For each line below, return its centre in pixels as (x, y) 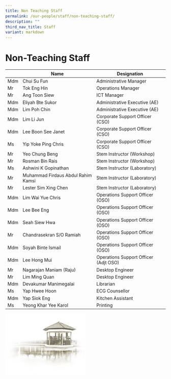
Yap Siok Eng (36, 298)
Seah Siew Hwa (39, 223)
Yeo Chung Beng (40, 154)
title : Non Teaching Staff (34, 11)
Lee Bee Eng (36, 210)
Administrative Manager (121, 81)
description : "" (22, 21)
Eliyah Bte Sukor (40, 102)
